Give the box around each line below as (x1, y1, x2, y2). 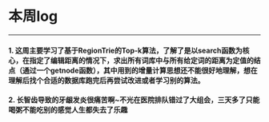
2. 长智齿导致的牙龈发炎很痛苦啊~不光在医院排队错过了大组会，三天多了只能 (8, 95, 260, 104)
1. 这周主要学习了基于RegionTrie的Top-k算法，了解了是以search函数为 (8, 45, 243, 55)
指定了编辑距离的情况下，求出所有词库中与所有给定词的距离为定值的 (29, 55, 254, 65)
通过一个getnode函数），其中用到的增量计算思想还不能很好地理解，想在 (22, 65, 258, 75)
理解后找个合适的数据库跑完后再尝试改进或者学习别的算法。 (8, 75, 205, 85)
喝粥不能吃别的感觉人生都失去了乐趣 (8, 105, 128, 115)
